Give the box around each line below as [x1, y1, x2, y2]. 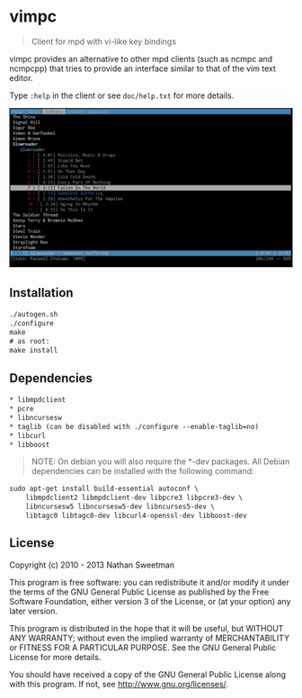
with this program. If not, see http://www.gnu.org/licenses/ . [9, 678, 229, 689]
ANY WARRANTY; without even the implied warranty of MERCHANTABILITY [9, 632, 290, 643]
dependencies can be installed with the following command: [31, 466, 254, 477]
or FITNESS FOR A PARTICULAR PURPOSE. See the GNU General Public [9, 641, 277, 653]
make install [9, 346, 58, 355]
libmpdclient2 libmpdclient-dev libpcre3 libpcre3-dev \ [25, 493, 244, 503]
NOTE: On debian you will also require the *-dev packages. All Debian [31, 456, 290, 467]
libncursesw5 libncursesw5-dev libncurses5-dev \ [25, 502, 216, 512]
